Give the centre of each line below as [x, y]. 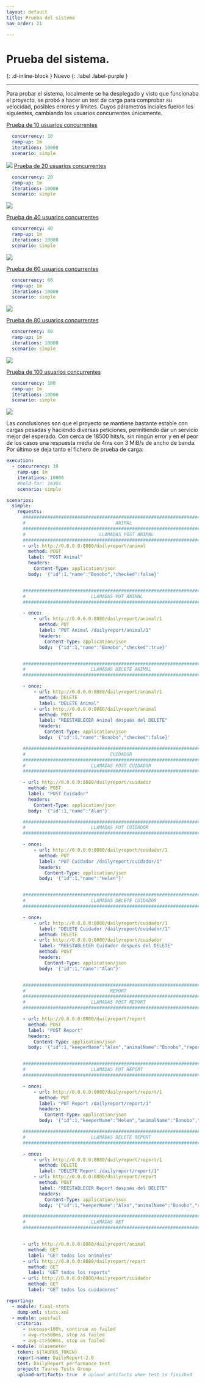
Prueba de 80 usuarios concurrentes [52, 320]
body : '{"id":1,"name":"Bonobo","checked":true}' [103, 647]
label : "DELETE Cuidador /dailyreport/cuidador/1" [105, 929]
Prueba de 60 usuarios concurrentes [52, 269]
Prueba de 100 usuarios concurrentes [54, 372]
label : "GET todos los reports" [70, 1273]
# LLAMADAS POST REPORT [84, 1002]
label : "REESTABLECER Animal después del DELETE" [103, 721]
